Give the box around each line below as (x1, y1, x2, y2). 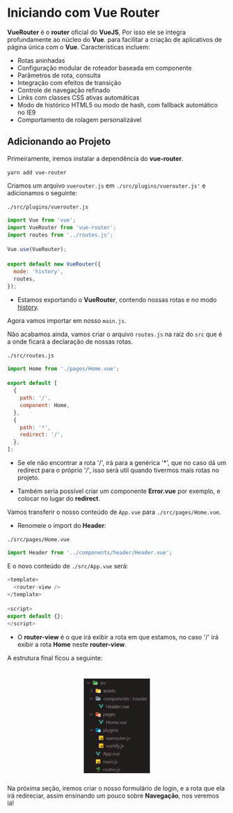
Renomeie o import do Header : (17, 522, 106, 529)
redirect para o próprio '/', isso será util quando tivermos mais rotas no (17, 466, 220, 474)
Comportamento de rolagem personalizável (17, 115, 142, 123)
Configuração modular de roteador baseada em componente (17, 63, 193, 72)
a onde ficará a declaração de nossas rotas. (7, 337, 134, 346)
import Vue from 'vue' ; (7, 216, 77, 224)
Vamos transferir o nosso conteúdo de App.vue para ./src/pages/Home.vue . (7, 508, 221, 516)
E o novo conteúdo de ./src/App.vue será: (7, 561, 129, 570)
